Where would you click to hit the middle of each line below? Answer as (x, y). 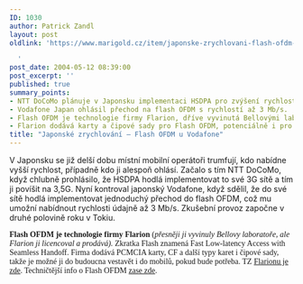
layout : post (34, 34)
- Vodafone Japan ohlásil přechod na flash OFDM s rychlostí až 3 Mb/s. (149, 109)
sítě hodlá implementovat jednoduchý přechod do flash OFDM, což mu (141, 198)
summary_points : (40, 92)
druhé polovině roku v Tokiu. (62, 218)
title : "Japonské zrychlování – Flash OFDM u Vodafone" (116, 135)
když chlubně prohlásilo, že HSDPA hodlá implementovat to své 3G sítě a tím (151, 179)
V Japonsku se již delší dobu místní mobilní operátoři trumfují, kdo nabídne (148, 160)
